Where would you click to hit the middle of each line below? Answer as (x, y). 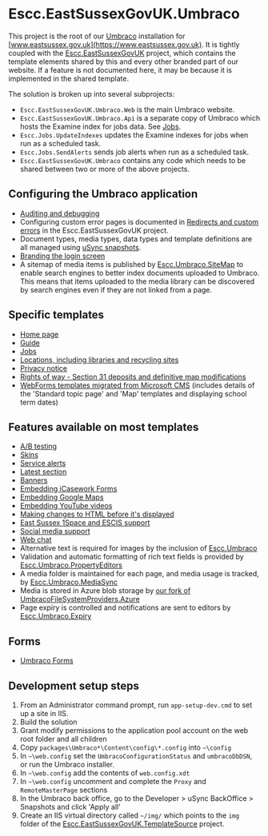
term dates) (39, 402)
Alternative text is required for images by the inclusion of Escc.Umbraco (138, 548)
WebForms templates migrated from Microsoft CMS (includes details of (137, 385)
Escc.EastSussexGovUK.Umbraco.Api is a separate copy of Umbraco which (140, 117)
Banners (34, 480)
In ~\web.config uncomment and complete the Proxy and (113, 781)
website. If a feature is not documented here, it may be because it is (120, 70)
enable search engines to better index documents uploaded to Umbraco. (140, 273)
